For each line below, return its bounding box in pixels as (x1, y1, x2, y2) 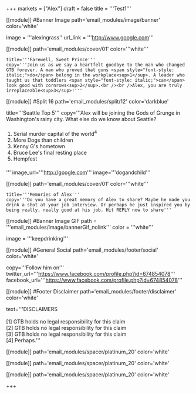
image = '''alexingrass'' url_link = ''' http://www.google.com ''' (6, 34, 154, 41)
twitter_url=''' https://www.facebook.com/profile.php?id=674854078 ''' (6, 270, 175, 277)
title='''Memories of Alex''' (6, 191, 80, 198)
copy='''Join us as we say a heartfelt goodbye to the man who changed (6, 62, 185, 68)
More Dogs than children (13, 136, 73, 143)
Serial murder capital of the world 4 (13, 129, 97, 137)
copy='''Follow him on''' (6, 264, 65, 271)
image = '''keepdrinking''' (6, 235, 69, 242)
